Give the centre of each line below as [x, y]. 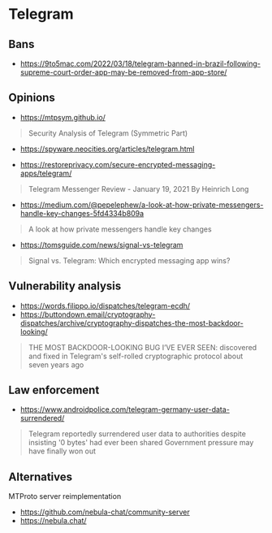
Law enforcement [54, 390]
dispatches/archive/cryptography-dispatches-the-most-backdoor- [132, 323]
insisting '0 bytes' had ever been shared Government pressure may [141, 443]
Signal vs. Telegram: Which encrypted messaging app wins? [129, 260]
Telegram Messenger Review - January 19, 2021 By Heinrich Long [138, 188]
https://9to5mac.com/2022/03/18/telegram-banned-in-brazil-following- [140, 63]
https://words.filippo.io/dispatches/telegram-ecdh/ [105, 305]
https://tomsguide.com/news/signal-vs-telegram [101, 245]
